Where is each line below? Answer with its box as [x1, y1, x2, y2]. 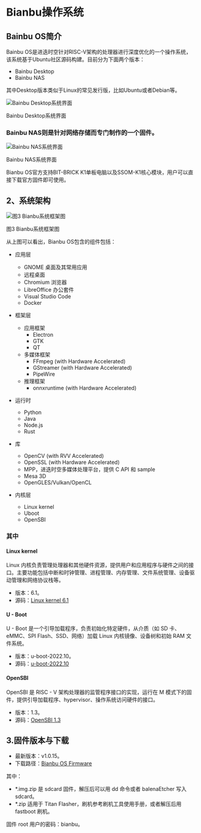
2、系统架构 [6, 196, 51, 206]
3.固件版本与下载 [6, 736, 69, 746]
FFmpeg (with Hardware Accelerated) [32, 358, 126, 365]
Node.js [23, 421, 44, 429]
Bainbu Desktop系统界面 [6, 112, 67, 119]
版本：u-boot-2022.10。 [14, 652, 75, 660]
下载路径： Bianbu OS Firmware [14, 760, 92, 767]
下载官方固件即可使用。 [11, 176, 69, 184]
